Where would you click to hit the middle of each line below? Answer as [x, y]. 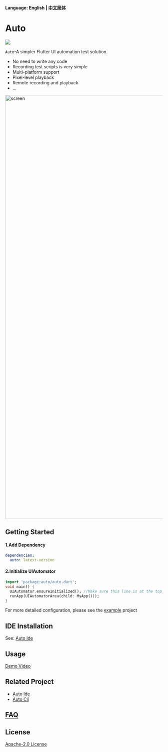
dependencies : [20, 555]
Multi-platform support [36, 72]
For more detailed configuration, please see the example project [71, 610]
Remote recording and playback [45, 82]
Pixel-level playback [33, 77]
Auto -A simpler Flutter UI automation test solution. [56, 51]
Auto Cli [20, 699]
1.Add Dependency [25, 545]
